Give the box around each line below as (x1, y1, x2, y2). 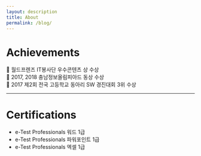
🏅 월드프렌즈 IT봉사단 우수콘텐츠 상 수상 (6, 66, 99, 74)
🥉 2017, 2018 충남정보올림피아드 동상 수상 (6, 74, 105, 81)
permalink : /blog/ (6, 20, 52, 26)
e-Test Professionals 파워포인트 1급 (14, 136, 100, 143)
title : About (6, 14, 39, 20)
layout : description (6, 8, 58, 15)
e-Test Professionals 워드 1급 (14, 129, 86, 136)
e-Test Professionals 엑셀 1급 (14, 143, 86, 151)
